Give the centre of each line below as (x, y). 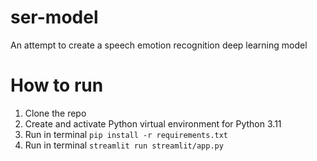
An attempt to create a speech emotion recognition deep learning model (159, 45)
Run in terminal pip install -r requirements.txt (126, 134)
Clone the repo (55, 113)
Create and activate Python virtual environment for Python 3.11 (153, 123)
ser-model (54, 17)
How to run (57, 85)
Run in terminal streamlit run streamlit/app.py (124, 145)
